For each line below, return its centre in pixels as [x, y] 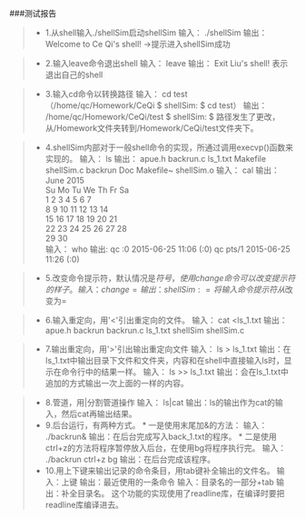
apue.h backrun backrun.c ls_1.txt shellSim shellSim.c [145, 330]
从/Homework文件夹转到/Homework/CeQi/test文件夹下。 [152, 128]
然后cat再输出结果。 [99, 414]
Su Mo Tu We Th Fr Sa [87, 190]
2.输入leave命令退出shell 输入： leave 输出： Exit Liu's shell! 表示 [167, 63]
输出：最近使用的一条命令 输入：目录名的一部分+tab [177, 482]
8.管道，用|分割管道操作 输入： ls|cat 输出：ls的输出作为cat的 [160, 402]
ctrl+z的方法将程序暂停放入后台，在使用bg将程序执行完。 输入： [166, 448]
